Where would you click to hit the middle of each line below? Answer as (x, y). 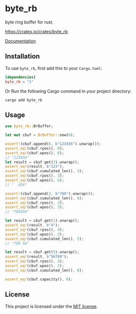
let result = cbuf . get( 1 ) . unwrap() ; (42, 221)
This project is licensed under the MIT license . (51, 306)
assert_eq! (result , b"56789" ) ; (37, 257)
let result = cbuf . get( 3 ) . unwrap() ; (42, 162)
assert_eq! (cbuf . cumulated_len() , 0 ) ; (44, 270)
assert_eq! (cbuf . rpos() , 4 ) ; (35, 230)
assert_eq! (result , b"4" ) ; (32, 225)
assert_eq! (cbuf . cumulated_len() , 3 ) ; (44, 171)
